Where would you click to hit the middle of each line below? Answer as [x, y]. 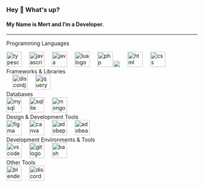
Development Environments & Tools [51, 140]
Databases [20, 94]
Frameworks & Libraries [36, 72]
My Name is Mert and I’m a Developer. [55, 24]
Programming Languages [38, 43]
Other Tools [21, 163]
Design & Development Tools [42, 117]
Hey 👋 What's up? [33, 10]
